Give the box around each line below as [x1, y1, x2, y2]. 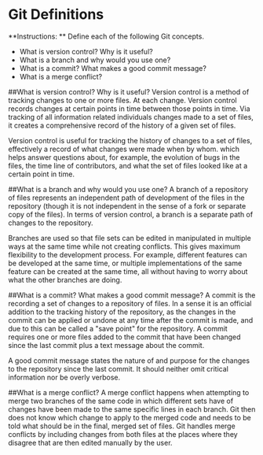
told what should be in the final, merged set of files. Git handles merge [8, 421, 236, 431]
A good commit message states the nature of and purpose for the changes [8, 356, 250, 365]
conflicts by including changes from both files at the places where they [8, 429, 238, 438]
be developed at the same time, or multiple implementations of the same [8, 258, 243, 268]
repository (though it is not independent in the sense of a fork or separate [8, 201, 247, 210]
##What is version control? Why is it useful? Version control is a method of [8, 87, 250, 96]
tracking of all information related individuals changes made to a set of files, [8, 112, 254, 121]
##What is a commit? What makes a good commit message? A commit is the [8, 290, 256, 300]
